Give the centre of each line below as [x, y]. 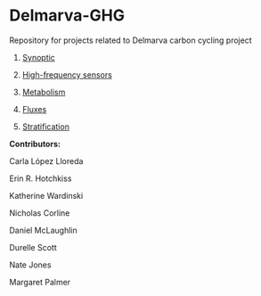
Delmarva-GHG [67, 16]
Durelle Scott [33, 247]
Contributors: [35, 144]
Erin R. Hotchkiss [41, 178]
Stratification [45, 127]
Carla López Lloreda [46, 160]
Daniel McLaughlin [43, 230]
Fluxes [34, 109]
